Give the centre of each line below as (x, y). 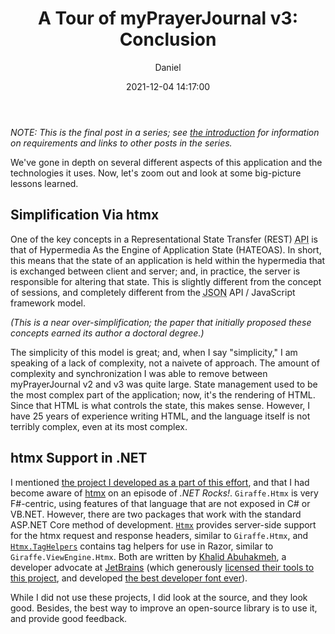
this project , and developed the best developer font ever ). (129, 578)
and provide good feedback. (69, 618)
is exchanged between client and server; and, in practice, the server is (155, 271)
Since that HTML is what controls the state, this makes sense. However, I (160, 405)
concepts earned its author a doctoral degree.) (107, 333)
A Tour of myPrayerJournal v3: (168, 18)
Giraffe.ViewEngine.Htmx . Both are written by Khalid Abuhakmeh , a (148, 556)
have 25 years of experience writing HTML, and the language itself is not (160, 416)
